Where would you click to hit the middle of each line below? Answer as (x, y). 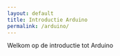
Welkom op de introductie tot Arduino (60, 46)
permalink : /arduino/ (38, 26)
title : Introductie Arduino (48, 20)
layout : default (30, 13)
